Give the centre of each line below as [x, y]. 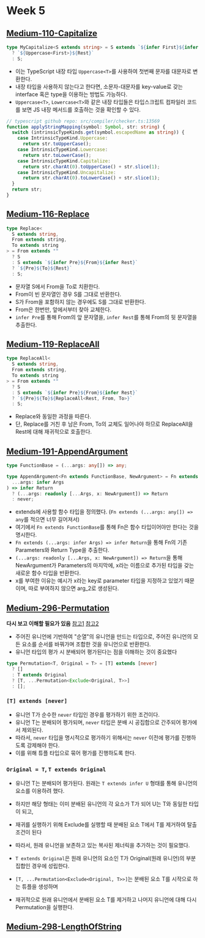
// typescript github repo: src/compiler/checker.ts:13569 [83, 121]
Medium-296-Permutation [58, 608]
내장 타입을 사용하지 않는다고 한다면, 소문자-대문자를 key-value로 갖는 [99, 86]
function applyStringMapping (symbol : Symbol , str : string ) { [86, 127]
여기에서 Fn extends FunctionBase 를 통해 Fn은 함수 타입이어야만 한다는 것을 [107, 527]
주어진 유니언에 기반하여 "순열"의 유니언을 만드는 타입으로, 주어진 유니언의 [103, 637]
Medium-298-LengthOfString [64, 927]
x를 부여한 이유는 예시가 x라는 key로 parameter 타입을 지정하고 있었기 [99, 581]
